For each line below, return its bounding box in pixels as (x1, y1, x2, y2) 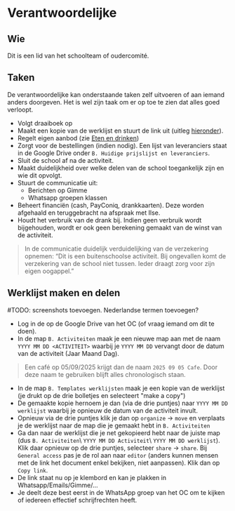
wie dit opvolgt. (17, 171, 62, 180)
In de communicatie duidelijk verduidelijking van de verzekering (24, 244, 209, 253)
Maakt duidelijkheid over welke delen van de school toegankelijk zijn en (17, 164, 224, 172)
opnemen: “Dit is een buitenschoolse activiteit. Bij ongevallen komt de (24, 251, 227, 260)
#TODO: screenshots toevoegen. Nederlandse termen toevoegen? (7, 305, 199, 314)
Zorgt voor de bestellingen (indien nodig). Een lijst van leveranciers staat (17, 141, 227, 150)
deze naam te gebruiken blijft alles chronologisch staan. (24, 370, 186, 378)
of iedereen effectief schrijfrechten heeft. (17, 496, 137, 504)
